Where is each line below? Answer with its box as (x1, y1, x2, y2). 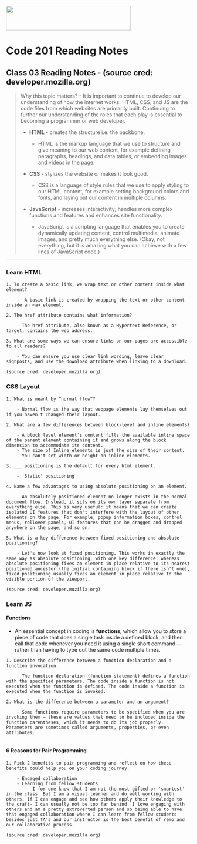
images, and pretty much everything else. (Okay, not (38, 236, 165, 243)
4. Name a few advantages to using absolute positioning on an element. (6, 483, 188, 490)
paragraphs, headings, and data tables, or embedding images (38, 153, 187, 159)
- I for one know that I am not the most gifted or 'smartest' (27, 786, 185, 792)
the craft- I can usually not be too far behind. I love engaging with (6, 801, 185, 807)
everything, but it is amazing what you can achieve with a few (38, 242, 187, 249)
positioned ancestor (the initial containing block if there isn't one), (6, 565, 191, 572)
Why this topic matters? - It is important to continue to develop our (20, 92, 182, 99)
